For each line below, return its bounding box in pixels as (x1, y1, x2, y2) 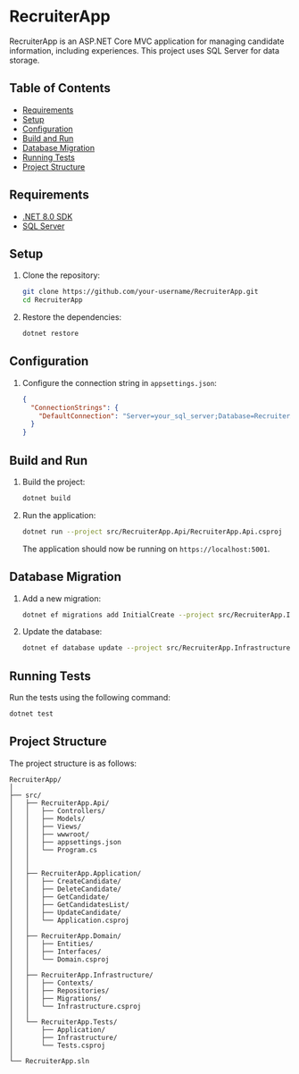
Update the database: (21, 626, 103, 637)
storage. (9, 55, 40, 65)
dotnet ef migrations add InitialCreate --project (21, 610, 215, 619)
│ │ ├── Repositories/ (9, 986, 110, 995)
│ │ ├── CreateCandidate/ (9, 877, 122, 885)
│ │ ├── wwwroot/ (9, 829, 90, 839)
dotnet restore (21, 329, 79, 339)
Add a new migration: (21, 592, 101, 604)
